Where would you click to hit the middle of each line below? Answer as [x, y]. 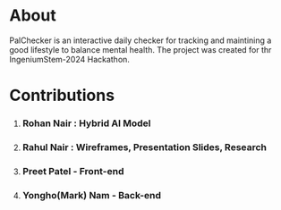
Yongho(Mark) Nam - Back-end [92, 195]
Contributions [62, 96]
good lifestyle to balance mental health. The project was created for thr [140, 49]
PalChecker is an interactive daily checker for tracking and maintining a [140, 40]
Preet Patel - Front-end [73, 171]
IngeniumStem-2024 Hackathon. [69, 59]
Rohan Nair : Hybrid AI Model [86, 123]
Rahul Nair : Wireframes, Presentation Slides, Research [144, 147]
